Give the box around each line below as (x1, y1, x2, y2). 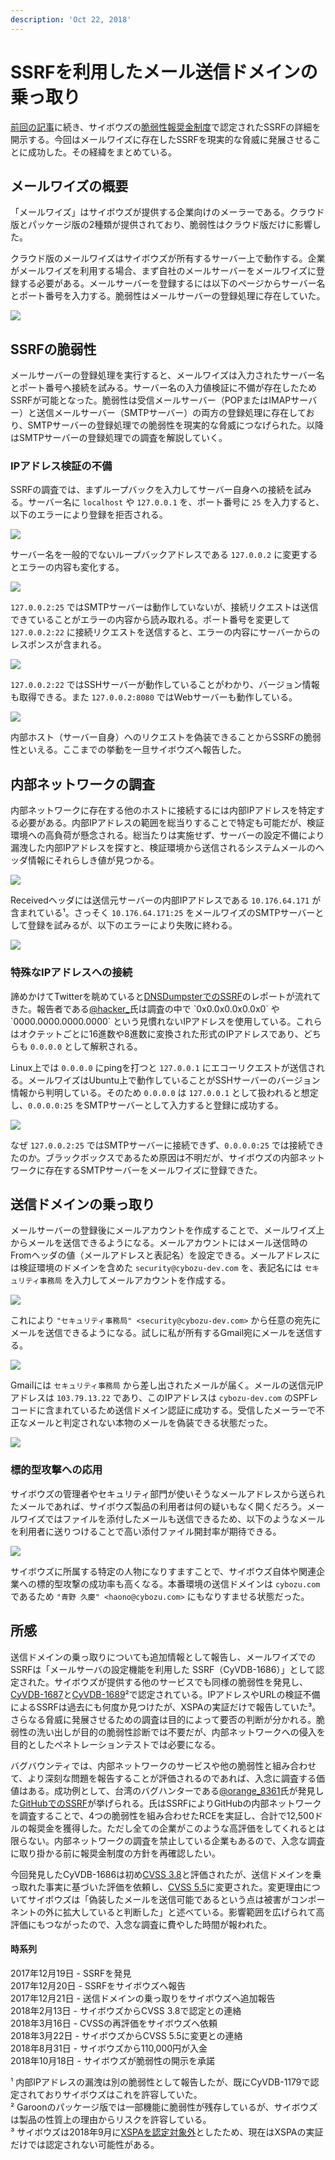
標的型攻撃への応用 (10, 1463, 103, 1477)
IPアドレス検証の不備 (10, 459, 113, 473)
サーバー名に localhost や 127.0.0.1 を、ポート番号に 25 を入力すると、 (27, 496, 325, 508)
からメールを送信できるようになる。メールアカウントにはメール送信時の (10, 1237, 308, 1249)
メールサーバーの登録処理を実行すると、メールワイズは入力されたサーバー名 (10, 369, 325, 381)
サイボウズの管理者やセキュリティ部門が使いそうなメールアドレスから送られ (10, 1487, 326, 1500)
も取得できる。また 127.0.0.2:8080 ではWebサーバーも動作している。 (10, 691, 298, 703)
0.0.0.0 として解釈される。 (29, 1040, 143, 1052)
